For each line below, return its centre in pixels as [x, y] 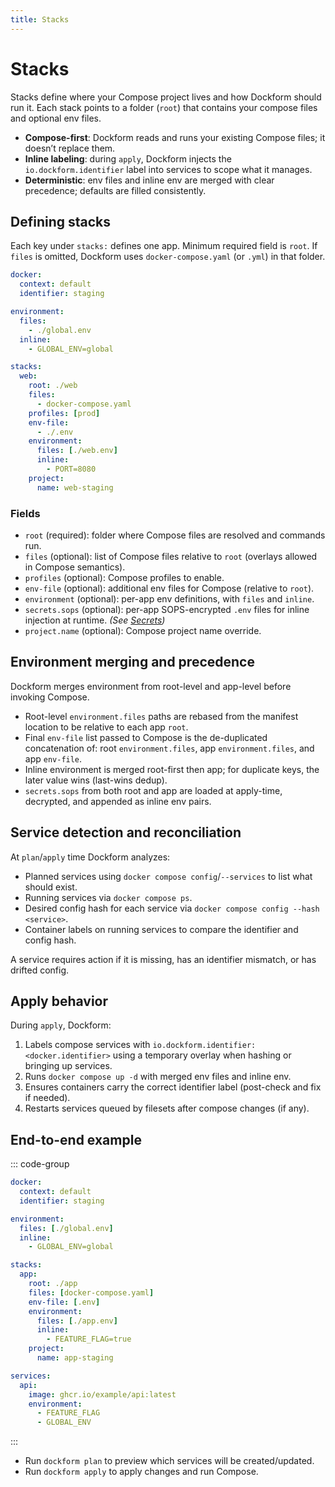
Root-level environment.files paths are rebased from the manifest [161, 716]
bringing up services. [68, 1066]
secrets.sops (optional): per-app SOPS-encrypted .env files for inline [167, 609]
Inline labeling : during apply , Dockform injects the [128, 158]
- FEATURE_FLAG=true [89, 1339]
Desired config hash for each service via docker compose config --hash [172, 908]
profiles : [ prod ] [64, 413]
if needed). [47, 1098]
